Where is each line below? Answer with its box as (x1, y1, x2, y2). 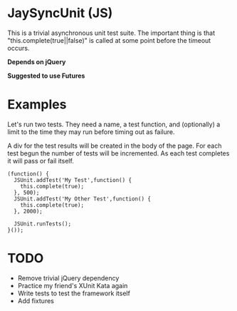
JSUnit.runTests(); (14, 220, 72, 228)
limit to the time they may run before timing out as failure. (7, 127, 176, 136)
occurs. (7, 44, 30, 52)
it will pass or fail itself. (7, 156, 75, 165)
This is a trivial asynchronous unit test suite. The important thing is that (7, 29, 216, 37)
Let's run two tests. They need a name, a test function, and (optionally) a (7, 120, 221, 128)
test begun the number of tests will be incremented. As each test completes (7, 148, 230, 158)
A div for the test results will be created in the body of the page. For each (7, 141, 222, 150)
